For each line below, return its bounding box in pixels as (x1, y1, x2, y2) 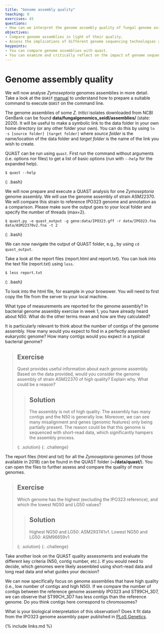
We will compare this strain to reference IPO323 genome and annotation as (5, 199, 156, 205)
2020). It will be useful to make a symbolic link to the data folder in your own (5, 120, 159, 126)
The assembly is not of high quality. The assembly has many (29, 408, 151, 414)
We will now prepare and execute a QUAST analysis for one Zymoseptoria (5, 188, 154, 194)
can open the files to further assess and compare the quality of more (5, 464, 143, 470)
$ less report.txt (5, 270, 42, 276)
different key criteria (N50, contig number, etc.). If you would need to (5, 558, 143, 564)
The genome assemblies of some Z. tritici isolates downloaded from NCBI (5, 110, 153, 116)
